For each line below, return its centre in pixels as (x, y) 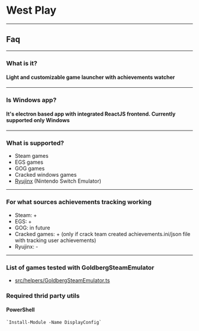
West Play (31, 10)
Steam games (31, 156)
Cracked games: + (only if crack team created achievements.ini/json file (102, 234)
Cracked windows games (46, 175)
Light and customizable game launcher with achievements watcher (91, 77)
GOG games (30, 168)
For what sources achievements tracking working (79, 202)
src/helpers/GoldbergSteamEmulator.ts (62, 280)
